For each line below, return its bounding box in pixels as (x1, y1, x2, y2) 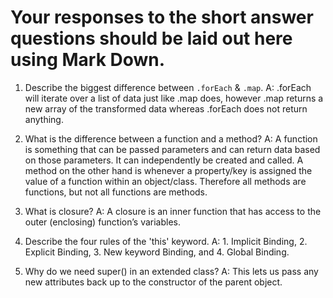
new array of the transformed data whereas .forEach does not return (24, 102, 308, 115)
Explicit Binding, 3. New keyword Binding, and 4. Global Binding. (24, 246, 290, 258)
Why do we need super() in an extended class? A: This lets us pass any (24, 265, 319, 277)
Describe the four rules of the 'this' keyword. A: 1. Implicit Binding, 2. (24, 235, 308, 247)
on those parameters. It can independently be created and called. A (24, 154, 304, 166)
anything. (24, 113, 64, 125)
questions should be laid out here (10, 27, 293, 50)
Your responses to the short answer (10, 6, 314, 29)
